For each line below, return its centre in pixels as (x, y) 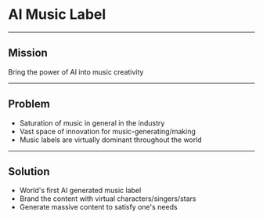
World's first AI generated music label (80, 191)
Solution (29, 172)
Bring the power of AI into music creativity (76, 71)
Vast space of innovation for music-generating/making (107, 131)
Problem (29, 104)
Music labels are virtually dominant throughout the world (110, 140)
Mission (28, 53)
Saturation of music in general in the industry (92, 122)
